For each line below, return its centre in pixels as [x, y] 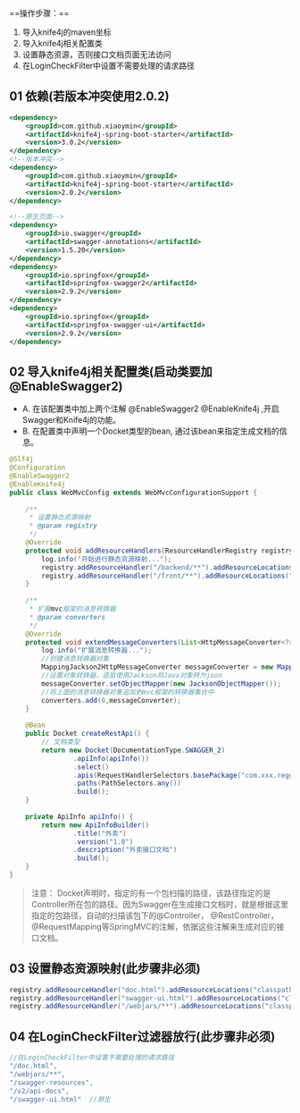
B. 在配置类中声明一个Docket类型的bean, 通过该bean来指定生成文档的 [150, 431]
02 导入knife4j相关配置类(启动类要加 [111, 371]
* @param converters [67, 617]
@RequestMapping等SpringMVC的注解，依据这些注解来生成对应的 [154, 926]
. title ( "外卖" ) [100, 833]
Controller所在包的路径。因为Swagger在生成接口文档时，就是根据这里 [159, 904]
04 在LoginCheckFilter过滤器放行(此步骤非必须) [142, 1037]
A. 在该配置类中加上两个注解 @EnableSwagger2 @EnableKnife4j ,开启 [150, 409]
